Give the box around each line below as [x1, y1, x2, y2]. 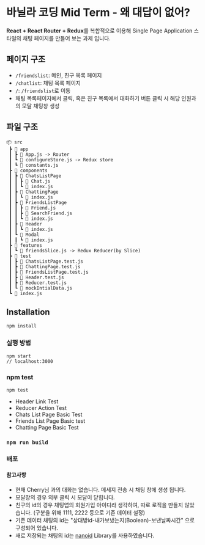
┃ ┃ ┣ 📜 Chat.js [9, 178, 51, 184]
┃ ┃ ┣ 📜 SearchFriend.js [9, 210, 72, 216]
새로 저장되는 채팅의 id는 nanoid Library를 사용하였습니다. [15, 532, 155, 539]
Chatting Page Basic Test [15, 423, 79, 431]
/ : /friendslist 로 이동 [15, 87, 71, 94]
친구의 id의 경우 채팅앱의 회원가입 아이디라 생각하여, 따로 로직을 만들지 [15, 501, 184, 508]
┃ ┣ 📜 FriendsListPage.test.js [9, 269, 89, 275]
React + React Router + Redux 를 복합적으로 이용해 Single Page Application [6, 27, 193, 34]
